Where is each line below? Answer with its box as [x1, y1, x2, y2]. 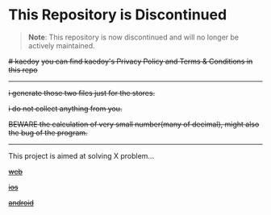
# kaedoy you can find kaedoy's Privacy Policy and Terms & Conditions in [8, 56, 253, 66]
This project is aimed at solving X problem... [8, 151, 155, 160]
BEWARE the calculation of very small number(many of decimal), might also [8, 119, 260, 129]
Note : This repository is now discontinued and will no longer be [27, 32, 240, 42]
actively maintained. [27, 40, 95, 50]
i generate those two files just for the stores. [8, 88, 156, 97]
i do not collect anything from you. [8, 103, 123, 114]
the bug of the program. [8, 127, 88, 138]
